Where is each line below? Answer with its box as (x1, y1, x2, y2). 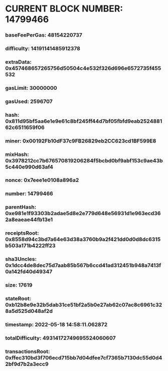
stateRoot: (5, 295, 32, 302)
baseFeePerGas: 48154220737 (5, 32, 83, 39)
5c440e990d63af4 (5, 163, 54, 170)
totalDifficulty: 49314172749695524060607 (5, 334, 116, 341)
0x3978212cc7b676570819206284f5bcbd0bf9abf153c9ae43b (5, 157, 163, 164)
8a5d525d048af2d (5, 308, 53, 315)
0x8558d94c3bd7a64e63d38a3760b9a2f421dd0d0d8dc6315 (5, 236, 161, 243)
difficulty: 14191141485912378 (5, 45, 80, 52)
